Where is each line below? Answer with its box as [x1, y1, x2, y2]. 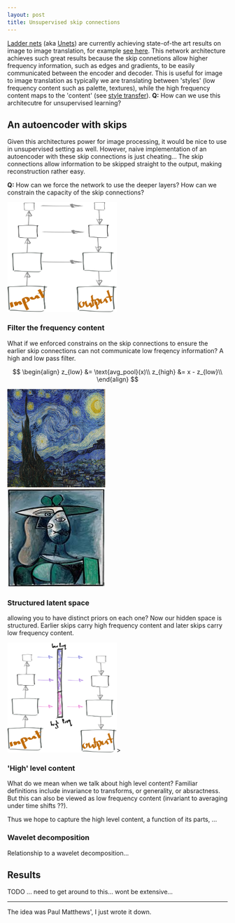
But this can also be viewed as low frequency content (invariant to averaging [7, 794, 228, 803]
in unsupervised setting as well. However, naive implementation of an [7, 145, 207, 154]
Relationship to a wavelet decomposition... [7, 849, 129, 857]
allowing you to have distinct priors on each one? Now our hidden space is [7, 613, 222, 622]
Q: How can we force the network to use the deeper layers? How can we [7, 181, 217, 190]
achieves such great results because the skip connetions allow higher [7, 53, 208, 62]
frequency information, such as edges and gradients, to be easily [7, 61, 195, 69]
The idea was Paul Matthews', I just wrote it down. [7, 908, 152, 916]
